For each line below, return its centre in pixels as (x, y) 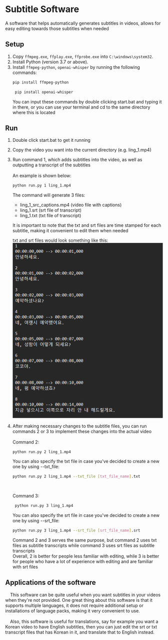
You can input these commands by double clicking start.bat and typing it (87, 102)
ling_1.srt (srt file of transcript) (50, 210)
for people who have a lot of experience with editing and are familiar (83, 561)
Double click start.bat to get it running (51, 140)
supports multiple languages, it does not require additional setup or (74, 605)
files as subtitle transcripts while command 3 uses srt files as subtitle (83, 545)
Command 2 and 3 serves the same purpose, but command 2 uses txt (84, 540)
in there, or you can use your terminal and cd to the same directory (81, 107)
